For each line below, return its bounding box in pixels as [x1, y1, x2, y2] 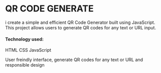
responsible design [5, 62, 45, 68]
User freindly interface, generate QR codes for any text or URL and [5, 57, 143, 63]
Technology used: [5, 36, 44, 42]
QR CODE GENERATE [5, 3, 94, 14]
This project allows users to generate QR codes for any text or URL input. [5, 24, 156, 30]
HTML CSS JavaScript [5, 47, 52, 53]
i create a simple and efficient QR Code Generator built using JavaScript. [5, 19, 155, 25]
